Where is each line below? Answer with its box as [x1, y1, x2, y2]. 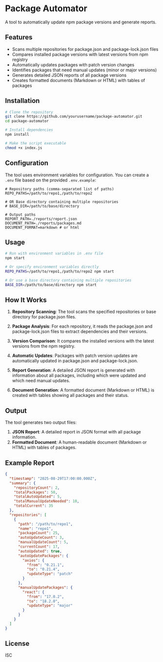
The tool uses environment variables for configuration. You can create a [5, 172, 149, 178]
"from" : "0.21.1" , [26, 562, 64, 567]
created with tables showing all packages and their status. [12, 393, 129, 398]
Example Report [5, 458, 54, 467]
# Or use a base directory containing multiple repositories [5, 278, 132, 283]
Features [5, 33, 33, 41]
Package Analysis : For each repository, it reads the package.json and [12, 323, 153, 330]
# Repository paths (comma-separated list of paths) [5, 186, 114, 191]
